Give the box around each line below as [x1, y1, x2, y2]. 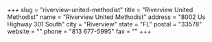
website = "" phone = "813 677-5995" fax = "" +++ [7, 27, 152, 35]
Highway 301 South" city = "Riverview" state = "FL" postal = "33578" [7, 20, 202, 28]
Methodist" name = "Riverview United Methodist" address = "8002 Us [7, 13, 206, 21]
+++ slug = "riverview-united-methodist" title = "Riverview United [7, 6, 193, 14]
